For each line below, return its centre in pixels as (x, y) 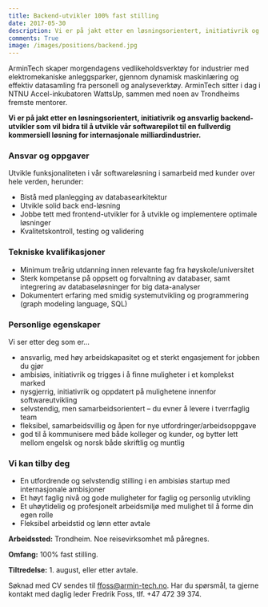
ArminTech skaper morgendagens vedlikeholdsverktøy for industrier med (129, 68)
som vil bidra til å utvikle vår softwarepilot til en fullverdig (133, 127)
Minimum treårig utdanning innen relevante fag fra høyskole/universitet (137, 269)
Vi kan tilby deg (39, 463)
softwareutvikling (48, 400)
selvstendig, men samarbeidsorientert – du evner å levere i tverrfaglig (135, 409)
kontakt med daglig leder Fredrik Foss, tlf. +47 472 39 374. (105, 594)
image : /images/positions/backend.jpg (73, 46)
